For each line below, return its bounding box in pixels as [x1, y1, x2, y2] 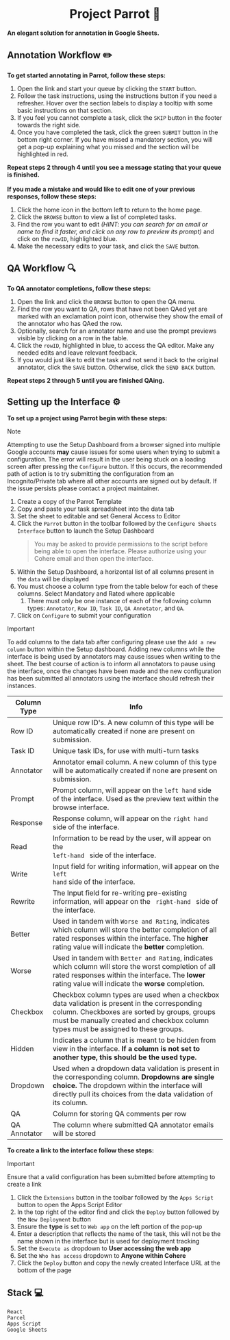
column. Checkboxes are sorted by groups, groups [52, 1007, 216, 1017]
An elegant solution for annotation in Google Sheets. [7, 29, 159, 37]
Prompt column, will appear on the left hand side [52, 785, 212, 795]
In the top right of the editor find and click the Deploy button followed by [16, 1208, 220, 1216]
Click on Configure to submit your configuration [16, 611, 151, 620]
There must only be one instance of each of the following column [27, 597, 212, 605]
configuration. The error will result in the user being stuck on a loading [7, 455, 206, 464]
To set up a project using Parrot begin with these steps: [7, 414, 168, 422]
